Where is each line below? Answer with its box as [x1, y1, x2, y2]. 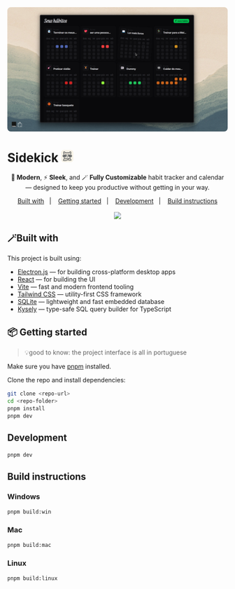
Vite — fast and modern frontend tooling [17, 283, 134, 291]
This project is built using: [7, 254, 82, 263]
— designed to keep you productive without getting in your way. [25, 183, 210, 192]
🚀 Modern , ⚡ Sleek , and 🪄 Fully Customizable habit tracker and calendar [10, 173, 225, 181]
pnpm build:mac [7, 542, 52, 549]
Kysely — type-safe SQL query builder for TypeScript [17, 305, 171, 314]
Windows [7, 492, 41, 501]
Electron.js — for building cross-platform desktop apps [17, 268, 176, 276]
